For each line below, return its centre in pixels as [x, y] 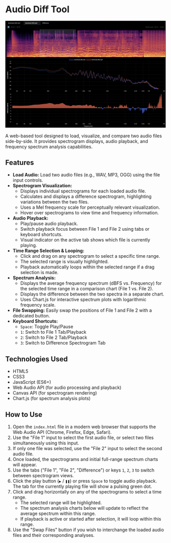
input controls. [28, 180]
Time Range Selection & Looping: [48, 251]
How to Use [24, 414]
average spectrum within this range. [58, 513]
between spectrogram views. [43, 476]
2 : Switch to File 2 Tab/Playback [54, 337]
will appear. [25, 465]
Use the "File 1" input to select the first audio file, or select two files [83, 438]
